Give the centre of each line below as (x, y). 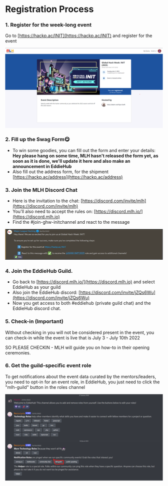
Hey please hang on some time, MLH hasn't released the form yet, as (85, 156)
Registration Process (49, 9)
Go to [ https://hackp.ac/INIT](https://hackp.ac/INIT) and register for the (79, 36)
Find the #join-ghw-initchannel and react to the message (71, 222)
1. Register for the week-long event (48, 25)
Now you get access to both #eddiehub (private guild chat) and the (81, 303)
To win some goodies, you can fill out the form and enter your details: (84, 150)
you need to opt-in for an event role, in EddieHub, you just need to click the (82, 382)
